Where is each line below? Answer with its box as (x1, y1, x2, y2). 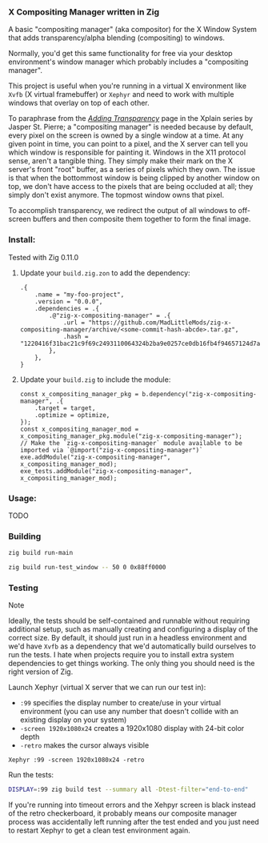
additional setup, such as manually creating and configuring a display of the (8, 624, 258, 634)
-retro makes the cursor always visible (19, 741, 150, 750)
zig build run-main (8, 549, 74, 557)
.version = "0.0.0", (34, 297, 103, 306)
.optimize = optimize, (34, 411, 110, 419)
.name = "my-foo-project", (34, 291, 125, 299)
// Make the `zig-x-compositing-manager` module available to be (19, 439, 242, 447)
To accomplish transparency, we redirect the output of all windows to (8, 206, 237, 215)
